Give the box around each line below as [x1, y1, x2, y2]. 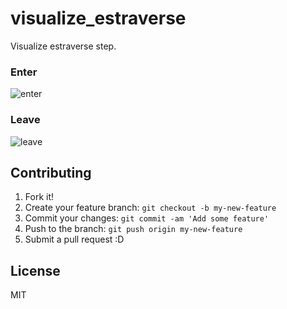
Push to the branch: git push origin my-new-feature [24, 223, 243, 235]
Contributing [10, 164, 92, 181]
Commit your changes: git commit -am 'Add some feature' [24, 212, 270, 224]
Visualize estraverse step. [10, 40, 117, 52]
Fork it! [24, 191, 55, 203]
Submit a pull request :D [24, 233, 125, 246]
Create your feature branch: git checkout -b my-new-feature [24, 202, 277, 214]
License [10, 262, 61, 279]
